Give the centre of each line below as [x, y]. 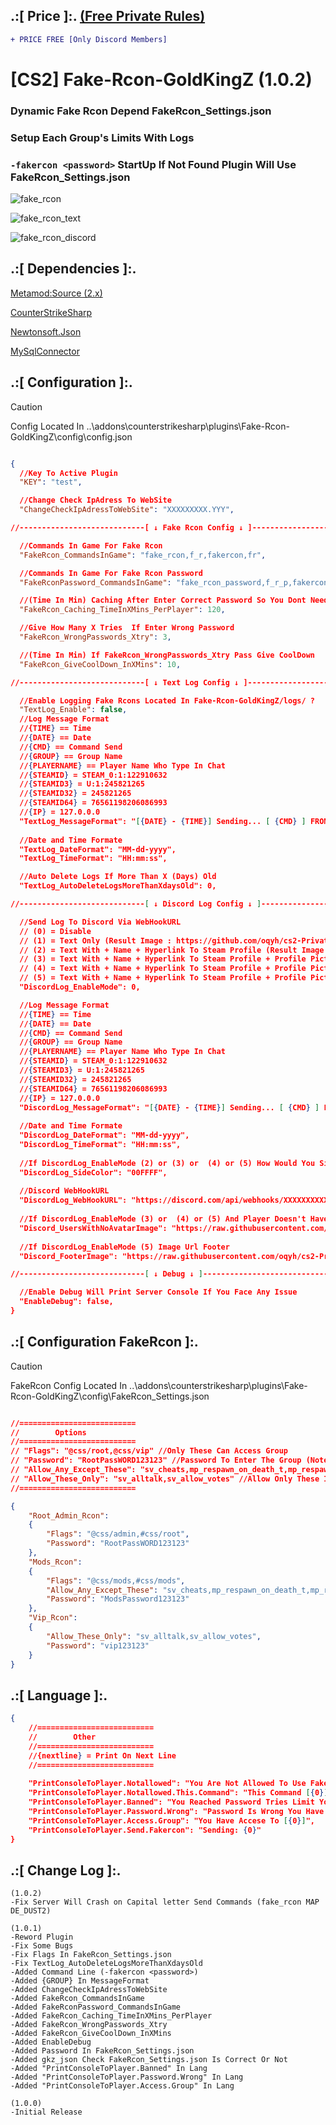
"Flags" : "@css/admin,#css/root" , [118, 1534]
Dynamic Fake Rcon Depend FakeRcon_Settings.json [141, 111]
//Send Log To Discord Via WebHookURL [100, 922]
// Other [62, 1737]
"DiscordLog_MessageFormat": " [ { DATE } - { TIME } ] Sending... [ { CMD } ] [169, 1107]
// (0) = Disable [55, 931]
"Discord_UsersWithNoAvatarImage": [93, 1228]
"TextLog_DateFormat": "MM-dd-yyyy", [98, 849]
